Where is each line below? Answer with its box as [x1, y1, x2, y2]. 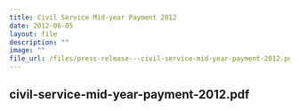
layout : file [9, 29, 58, 38]
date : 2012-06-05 [9, 21, 74, 30]
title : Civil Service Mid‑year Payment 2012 [9, 12, 177, 22]
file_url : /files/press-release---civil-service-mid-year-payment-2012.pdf [9, 54, 296, 63]
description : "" [9, 37, 69, 47]
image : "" [9, 46, 46, 55]
